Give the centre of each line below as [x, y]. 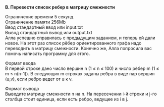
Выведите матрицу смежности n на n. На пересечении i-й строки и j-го [81, 94]
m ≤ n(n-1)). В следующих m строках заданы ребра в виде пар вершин [80, 74]
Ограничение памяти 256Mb [35, 22]
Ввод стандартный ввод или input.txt [44, 27]
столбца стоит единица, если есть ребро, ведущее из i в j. [67, 99]
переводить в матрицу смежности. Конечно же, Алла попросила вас [79, 48]
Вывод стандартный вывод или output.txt [49, 32]
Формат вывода [22, 88]
